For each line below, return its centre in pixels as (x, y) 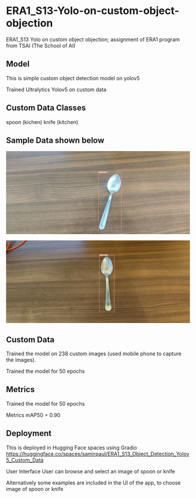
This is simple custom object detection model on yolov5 (73, 78)
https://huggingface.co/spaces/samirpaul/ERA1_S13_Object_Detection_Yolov (98, 454)
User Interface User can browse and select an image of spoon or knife (91, 471)
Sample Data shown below (55, 140)
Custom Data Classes (46, 108)
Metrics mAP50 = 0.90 (33, 415)
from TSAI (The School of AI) (41, 46)
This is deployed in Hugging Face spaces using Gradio (71, 447)
